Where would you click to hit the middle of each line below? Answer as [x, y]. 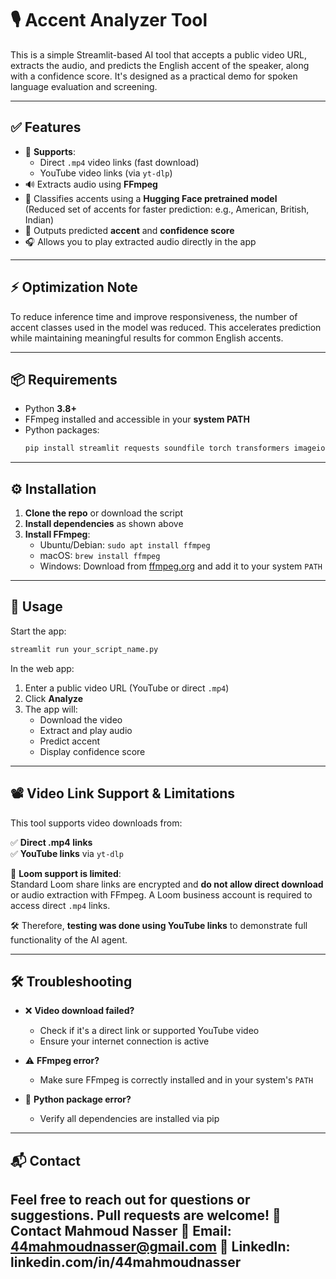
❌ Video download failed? [79, 1011]
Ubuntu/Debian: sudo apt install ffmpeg [125, 545]
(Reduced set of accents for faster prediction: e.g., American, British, [167, 209]
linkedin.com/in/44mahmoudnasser [126, 1262]
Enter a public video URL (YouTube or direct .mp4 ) [127, 688]
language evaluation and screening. [84, 86]
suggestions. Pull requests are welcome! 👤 [146, 1215]
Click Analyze [54, 698]
